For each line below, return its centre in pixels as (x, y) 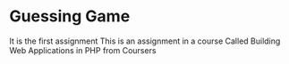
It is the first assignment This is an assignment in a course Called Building (145, 41)
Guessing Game (70, 16)
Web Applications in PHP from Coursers (83, 50)
